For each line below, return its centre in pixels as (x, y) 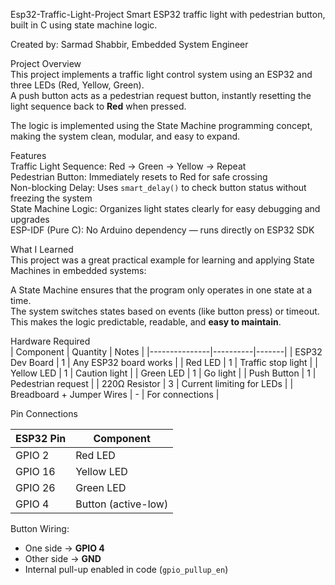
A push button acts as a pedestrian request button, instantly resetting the (161, 95)
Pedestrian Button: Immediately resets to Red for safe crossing (139, 177)
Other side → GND (63, 558)
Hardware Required (50, 341)
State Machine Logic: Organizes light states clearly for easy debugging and (165, 208)
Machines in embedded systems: (78, 270)
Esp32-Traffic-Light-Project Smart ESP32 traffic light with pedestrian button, (168, 14)
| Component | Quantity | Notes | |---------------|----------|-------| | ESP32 (166, 352)
